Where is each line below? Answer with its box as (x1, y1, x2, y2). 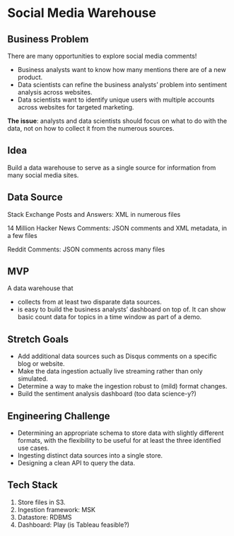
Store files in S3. (17, 498, 66, 506)
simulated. (17, 374, 48, 383)
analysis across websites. (17, 88, 93, 96)
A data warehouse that (7, 284, 74, 292)
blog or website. (17, 359, 65, 368)
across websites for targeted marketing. (17, 103, 134, 111)
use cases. (17, 443, 49, 453)
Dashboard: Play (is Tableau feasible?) (17, 520, 129, 529)
